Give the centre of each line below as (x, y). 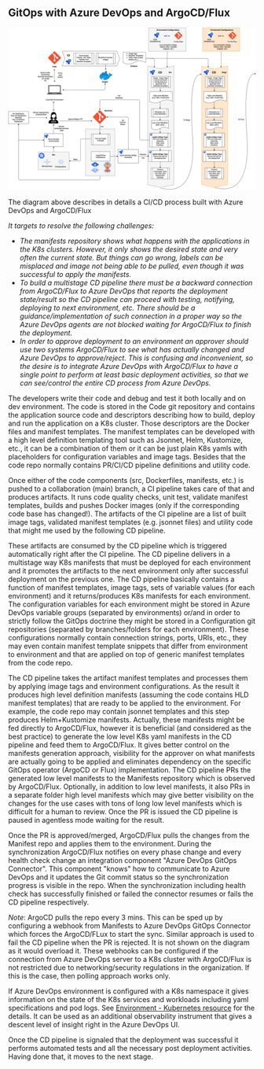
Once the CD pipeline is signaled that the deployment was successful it (123, 1040)
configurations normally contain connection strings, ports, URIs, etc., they (128, 637)
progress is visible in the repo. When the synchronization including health (127, 885)
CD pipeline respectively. (48, 902)
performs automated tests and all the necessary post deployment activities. (130, 1048)
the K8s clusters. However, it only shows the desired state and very (128, 249)
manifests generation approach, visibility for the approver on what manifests (132, 753)
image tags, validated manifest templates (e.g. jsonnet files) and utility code (131, 522)
